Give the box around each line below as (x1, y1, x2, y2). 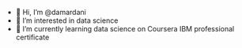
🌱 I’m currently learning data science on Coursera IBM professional (15, 24, 235, 33)
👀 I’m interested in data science (15, 16, 119, 25)
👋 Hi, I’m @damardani (15, 8, 87, 17)
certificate (15, 32, 50, 42)
